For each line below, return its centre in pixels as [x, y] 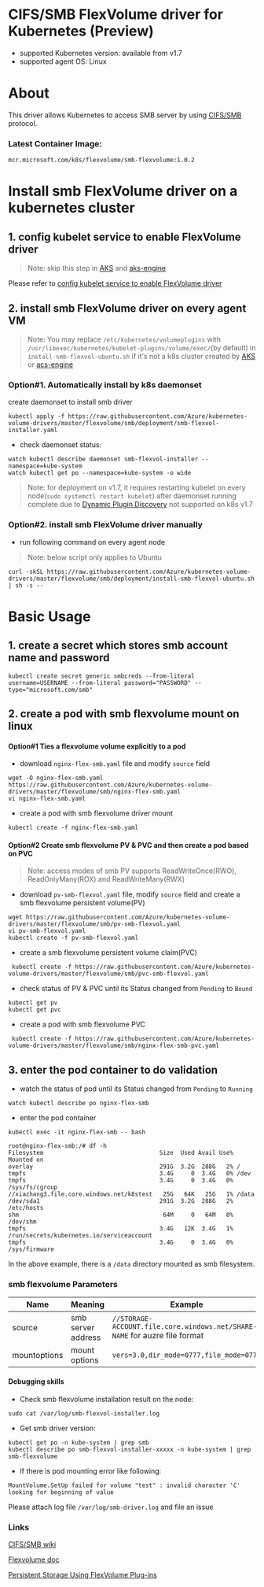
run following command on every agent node [92, 542]
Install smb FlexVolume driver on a [123, 191]
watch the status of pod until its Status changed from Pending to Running [136, 1089]
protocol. [23, 123]
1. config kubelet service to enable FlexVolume [125, 237]
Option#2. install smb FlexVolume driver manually [105, 525]
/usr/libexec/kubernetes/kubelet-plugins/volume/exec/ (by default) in [141, 347]
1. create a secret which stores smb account [118, 646]
